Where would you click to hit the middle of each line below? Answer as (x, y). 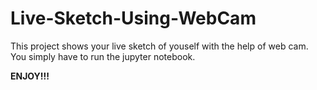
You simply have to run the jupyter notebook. (103, 56)
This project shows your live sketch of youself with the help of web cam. (159, 46)
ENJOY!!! (30, 76)
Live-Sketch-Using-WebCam (133, 18)
